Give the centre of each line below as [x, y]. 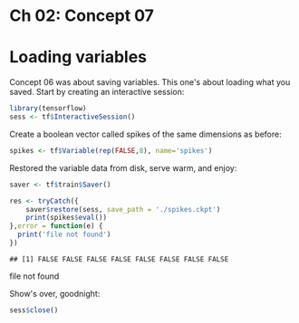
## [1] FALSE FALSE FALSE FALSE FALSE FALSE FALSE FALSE [119, 259]
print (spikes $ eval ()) [66, 218]
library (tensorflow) [48, 109]
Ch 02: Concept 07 [82, 16]
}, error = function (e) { [56, 226]
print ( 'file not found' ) [64, 235]
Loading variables [78, 57]
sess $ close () [34, 310]
